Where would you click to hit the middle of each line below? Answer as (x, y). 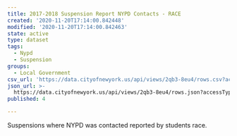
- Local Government (42, 73)
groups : (19, 66)
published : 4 (26, 99)
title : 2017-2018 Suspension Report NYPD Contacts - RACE (94, 14)
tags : (15, 47)
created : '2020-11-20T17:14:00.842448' (66, 20)
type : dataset (28, 40)
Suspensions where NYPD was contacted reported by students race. (107, 125)
